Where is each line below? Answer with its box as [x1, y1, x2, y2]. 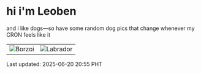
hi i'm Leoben [6, 4, 77, 18]
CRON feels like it [6, 31, 51, 38]
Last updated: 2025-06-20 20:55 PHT [6, 60, 102, 68]
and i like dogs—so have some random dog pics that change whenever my [6, 24, 195, 32]
